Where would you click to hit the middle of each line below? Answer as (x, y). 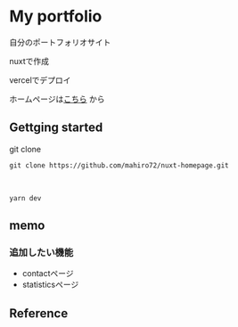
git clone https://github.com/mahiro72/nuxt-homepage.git (119, 165)
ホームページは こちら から (57, 99)
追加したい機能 (41, 253)
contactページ (48, 274)
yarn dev (25, 198)
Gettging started (56, 128)
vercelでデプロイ (40, 80)
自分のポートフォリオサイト (60, 42)
